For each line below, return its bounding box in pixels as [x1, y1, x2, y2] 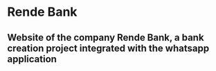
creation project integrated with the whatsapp [7, 42, 210, 54]
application [7, 53, 57, 65]
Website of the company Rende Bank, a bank [7, 32, 204, 43]
